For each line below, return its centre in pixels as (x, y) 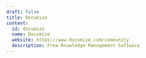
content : (17, 23)
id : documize (28, 29)
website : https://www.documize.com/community (71, 40)
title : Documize (27, 18)
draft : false (23, 12)
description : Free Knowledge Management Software (76, 46)
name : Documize (31, 34)
